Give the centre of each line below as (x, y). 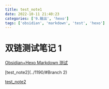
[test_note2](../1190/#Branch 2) (36, 73)
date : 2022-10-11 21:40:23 (32, 14)
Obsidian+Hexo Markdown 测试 (37, 63)
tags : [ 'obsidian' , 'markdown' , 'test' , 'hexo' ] (55, 23)
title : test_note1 (23, 9)
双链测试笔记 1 (33, 48)
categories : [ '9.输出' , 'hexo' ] (37, 18)
